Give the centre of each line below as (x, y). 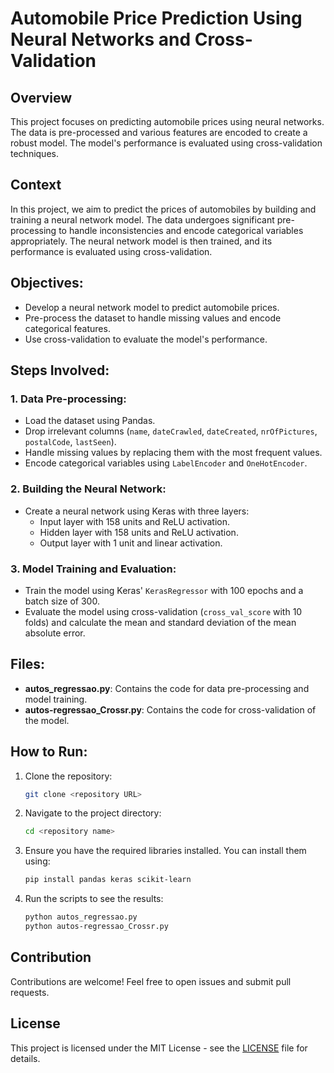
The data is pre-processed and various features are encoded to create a (159, 132)
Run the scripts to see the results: (94, 899)
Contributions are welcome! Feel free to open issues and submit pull (151, 981)
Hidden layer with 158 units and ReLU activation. (139, 532)
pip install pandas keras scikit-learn (108, 880)
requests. (30, 992)
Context (36, 185)
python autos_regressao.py (81, 917)
